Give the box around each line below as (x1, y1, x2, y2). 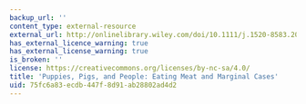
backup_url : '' (9, 13, 67, 23)
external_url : (9, 30, 64, 39)
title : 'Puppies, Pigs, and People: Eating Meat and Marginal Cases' (9, 72, 280, 81)
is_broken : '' (9, 55, 64, 64)
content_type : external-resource (9, 22, 137, 31)
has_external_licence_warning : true (9, 38, 148, 48)
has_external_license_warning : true (9, 47, 148, 56)
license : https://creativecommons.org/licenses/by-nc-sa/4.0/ (9, 64, 250, 73)
